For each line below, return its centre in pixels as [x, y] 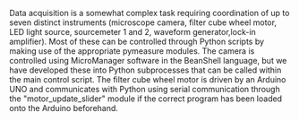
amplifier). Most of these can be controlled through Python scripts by [137, 41]
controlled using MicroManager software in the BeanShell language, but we [148, 60]
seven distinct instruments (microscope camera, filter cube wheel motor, [143, 22]
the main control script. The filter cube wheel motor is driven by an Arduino [148, 79]
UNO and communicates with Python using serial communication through [145, 89]
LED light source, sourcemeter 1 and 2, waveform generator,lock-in [133, 32]
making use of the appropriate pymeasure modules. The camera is [132, 51]
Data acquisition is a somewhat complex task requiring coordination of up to [149, 13]
